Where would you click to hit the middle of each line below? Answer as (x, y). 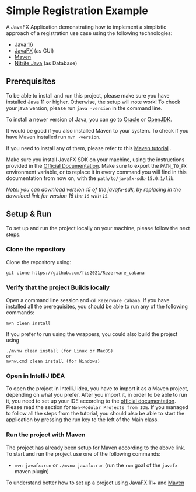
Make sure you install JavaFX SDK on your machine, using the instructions (95, 160)
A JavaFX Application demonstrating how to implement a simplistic (86, 27)
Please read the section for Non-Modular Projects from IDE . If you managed (97, 407)
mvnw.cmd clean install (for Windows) (53, 361)
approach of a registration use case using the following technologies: (89, 33)
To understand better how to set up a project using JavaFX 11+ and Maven (95, 483)
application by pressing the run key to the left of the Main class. (83, 420)
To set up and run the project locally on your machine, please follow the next (98, 228)
